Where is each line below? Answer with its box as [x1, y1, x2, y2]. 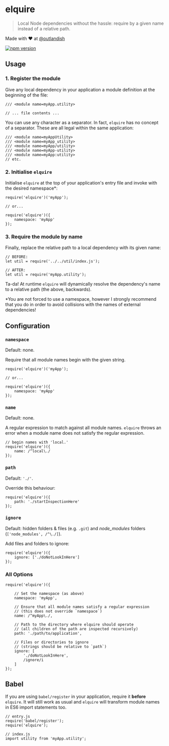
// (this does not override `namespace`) [14, 609, 102, 614]
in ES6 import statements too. [5, 704, 67, 710]
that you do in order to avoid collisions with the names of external [5, 302, 141, 308]
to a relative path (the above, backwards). [5, 287, 92, 293]
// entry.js [5, 714, 30, 719]
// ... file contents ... [5, 110, 59, 116]
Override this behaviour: [5, 485, 55, 491]
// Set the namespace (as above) [14, 591, 84, 596]
